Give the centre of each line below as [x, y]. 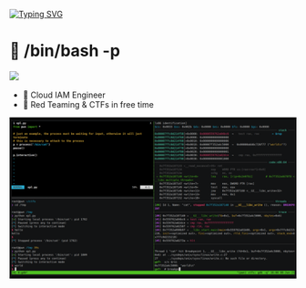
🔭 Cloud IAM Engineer [64, 95]
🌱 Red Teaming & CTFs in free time [88, 104]
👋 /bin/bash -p [65, 51]
